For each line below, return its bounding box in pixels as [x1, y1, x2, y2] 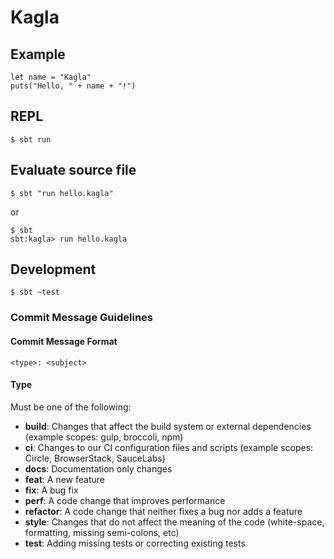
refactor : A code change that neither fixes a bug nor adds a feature [24, 505, 303, 517]
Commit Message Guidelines [10, 311, 153, 325]
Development [10, 261, 97, 278]
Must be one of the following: [10, 401, 132, 413]
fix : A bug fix [24, 484, 79, 496]
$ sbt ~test [10, 287, 60, 298]
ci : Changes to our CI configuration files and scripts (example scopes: [24, 441, 314, 453]
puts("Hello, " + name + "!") [10, 81, 137, 91]
